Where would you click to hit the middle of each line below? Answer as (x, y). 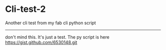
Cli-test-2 (25, 9)
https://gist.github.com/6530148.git (41, 42)
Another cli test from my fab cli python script (51, 23)
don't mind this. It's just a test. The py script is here (57, 37)
